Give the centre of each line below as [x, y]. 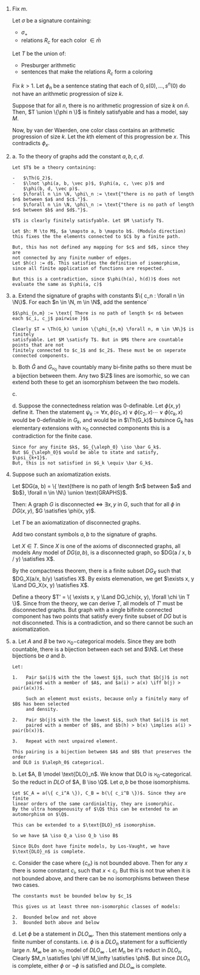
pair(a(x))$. [28, 688]
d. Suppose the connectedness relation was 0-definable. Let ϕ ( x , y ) [96, 406]
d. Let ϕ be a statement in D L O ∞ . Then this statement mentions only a [99, 934]
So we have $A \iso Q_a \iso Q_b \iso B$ [65, 835]
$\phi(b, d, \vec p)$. [52, 189]
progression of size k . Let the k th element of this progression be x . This [101, 137]
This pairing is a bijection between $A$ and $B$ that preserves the [102, 752]
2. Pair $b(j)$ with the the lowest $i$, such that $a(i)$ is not [100, 720]
